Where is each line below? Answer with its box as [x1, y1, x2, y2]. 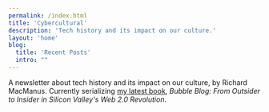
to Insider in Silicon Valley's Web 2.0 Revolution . [8, 95, 167, 104]
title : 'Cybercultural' [8, 19, 88, 27]
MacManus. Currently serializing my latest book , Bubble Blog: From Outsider [8, 86, 260, 95]
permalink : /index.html [8, 11, 88, 20]
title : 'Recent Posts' [15, 48, 91, 56]
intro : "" [15, 56, 48, 64]
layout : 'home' [8, 33, 59, 42]
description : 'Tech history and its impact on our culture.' [8, 26, 217, 34]
